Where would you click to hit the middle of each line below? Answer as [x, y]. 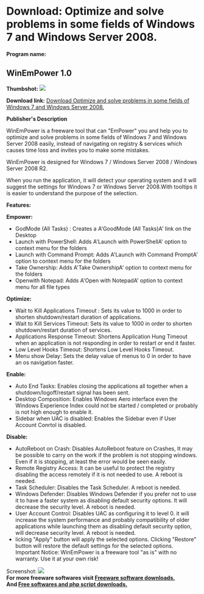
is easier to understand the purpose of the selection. [72, 193]
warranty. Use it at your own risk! [57, 559]
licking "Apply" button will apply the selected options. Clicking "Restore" [106, 539]
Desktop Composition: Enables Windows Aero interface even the [96, 399]
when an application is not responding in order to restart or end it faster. [105, 343]
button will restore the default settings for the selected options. [94, 546]
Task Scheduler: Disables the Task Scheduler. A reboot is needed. [98, 487]
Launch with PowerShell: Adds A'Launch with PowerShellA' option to [101, 242]
